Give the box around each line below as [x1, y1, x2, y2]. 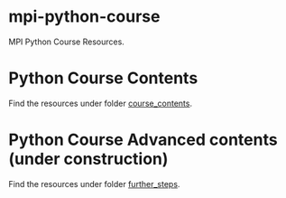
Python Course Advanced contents [8, 129, 278, 150]
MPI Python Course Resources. [8, 36, 125, 47]
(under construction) [8, 149, 169, 169]
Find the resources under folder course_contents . [8, 98, 193, 108]
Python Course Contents [8, 68, 198, 89]
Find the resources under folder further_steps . [8, 178, 180, 189]
